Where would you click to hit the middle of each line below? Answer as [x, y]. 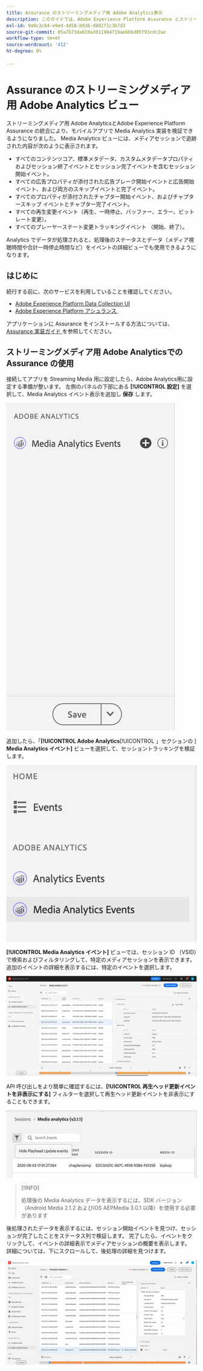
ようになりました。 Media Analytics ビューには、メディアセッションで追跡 [104, 138]
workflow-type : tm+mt [34, 38]
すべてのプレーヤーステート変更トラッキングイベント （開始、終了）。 [101, 226]
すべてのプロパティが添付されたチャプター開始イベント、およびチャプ [102, 196]
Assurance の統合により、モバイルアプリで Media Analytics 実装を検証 [95, 131]
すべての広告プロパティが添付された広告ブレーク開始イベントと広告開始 [105, 181]
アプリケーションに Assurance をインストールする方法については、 [90, 323]
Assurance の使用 [40, 363]
